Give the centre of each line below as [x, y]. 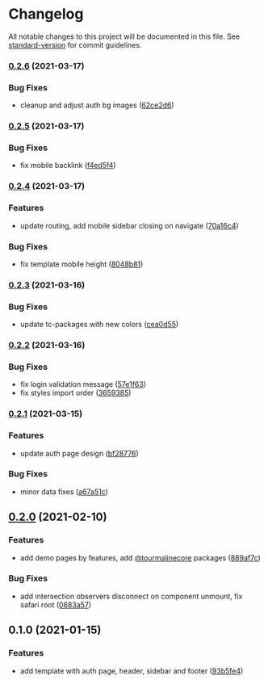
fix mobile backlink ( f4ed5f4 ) [68, 166]
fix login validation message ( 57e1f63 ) [83, 384]
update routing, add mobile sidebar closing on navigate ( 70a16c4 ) [130, 225]
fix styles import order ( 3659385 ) [75, 393]
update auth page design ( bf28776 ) [79, 453]
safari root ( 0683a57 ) [56, 604]
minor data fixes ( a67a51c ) [64, 491]
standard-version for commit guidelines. [75, 44]
